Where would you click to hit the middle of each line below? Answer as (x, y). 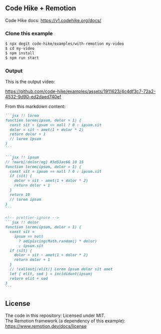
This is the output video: (30, 81)
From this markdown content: (35, 106)
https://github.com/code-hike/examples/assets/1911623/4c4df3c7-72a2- (80, 91)
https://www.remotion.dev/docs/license (46, 326)
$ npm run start (22, 58)
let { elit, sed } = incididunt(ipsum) (51, 274)
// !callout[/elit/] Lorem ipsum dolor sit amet (61, 269)
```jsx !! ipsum (22, 157)
